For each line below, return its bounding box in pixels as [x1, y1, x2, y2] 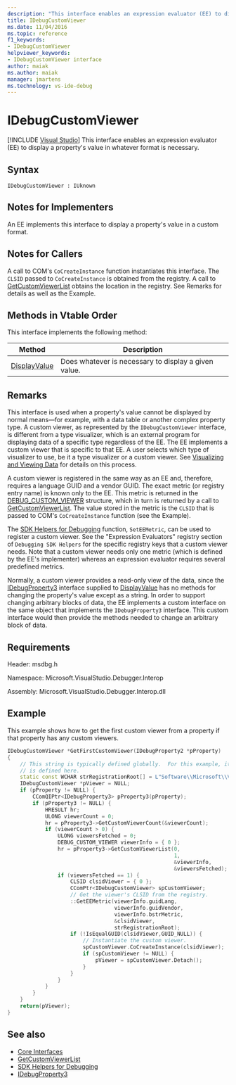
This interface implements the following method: [7, 328, 147, 336]
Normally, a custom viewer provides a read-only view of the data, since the [7, 576, 225, 585]
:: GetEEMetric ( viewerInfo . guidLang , [70, 898, 178, 905]
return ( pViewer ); [20, 1003, 71, 1010]
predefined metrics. [7, 562, 65, 571]
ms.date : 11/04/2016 [7, 23, 68, 30]
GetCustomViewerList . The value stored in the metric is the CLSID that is [7, 504, 215, 512]
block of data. [7, 621, 48, 630]
